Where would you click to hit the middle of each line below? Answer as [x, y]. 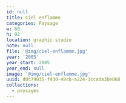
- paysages [25, 91]
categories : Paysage [32, 23]
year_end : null [25, 68]
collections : [23, 85]
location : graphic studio [39, 40]
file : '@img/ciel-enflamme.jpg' [47, 51]
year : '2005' [23, 57]
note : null [20, 46]
